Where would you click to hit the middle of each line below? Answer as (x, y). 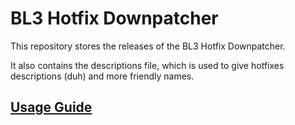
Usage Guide (51, 107)
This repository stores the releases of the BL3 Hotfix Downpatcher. (148, 46)
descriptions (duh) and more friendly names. (102, 76)
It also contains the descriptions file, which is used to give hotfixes (147, 65)
